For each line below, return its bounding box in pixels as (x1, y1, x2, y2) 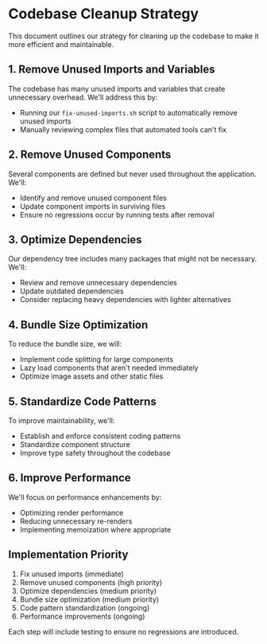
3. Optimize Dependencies (8, 233, 142, 246)
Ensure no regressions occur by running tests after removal (19, 210, 215, 219)
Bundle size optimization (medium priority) (19, 595, 160, 604)
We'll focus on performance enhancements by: (8, 492, 162, 502)
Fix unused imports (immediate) (19, 569, 125, 579)
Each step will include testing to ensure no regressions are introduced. (8, 626, 239, 636)
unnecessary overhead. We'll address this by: (8, 92, 158, 102)
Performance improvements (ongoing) (19, 611, 145, 621)
